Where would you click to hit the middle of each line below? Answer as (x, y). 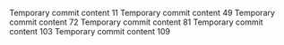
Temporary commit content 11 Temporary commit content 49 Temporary (142, 13)
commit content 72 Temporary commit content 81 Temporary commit (136, 22)
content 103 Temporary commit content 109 (90, 31)
